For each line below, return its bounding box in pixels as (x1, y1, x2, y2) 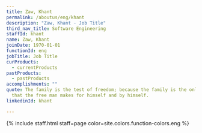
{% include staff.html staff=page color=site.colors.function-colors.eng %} (6, 119, 189, 126)
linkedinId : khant (6, 98, 52, 104)
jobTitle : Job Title (6, 53, 58, 59)
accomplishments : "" (6, 81, 58, 87)
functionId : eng (6, 48, 47, 54)
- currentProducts (11, 64, 58, 71)
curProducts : (6, 59, 39, 65)
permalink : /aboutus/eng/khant (6, 14, 85, 20)
